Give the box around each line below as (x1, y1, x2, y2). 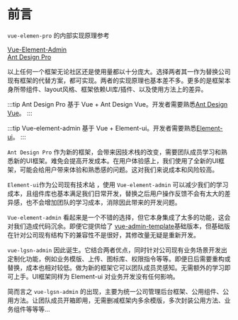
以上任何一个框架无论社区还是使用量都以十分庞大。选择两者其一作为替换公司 (7, 67, 231, 76)
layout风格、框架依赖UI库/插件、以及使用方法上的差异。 (44, 85, 208, 93)
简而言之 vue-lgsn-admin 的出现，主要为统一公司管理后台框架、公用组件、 (7, 287, 223, 295)
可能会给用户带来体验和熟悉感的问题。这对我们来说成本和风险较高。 (19, 165, 218, 174)
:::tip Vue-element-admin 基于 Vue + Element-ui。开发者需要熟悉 (7, 124, 197, 132)
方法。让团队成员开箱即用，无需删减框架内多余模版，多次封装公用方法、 (13, 296, 225, 304)
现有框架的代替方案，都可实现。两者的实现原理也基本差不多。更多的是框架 (7, 76, 225, 85)
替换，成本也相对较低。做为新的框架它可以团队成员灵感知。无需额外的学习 (7, 263, 225, 272)
